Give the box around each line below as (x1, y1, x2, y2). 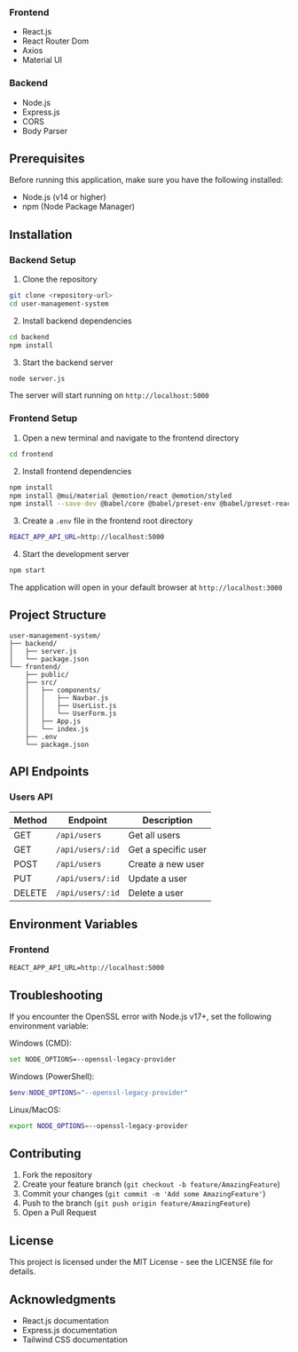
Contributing (9, 1146, 82, 1161)
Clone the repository (21, 274, 98, 285)
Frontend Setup (9, 412, 78, 425)
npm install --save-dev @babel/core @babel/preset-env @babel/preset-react (9, 499, 295, 508)
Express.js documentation (21, 1325, 118, 1336)
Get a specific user (128, 843, 207, 855)
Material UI (21, 55, 63, 66)
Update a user (128, 872, 188, 885)
